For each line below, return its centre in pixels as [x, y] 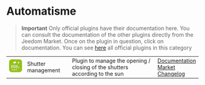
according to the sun [98, 73]
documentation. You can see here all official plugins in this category [106, 48]
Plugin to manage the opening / [111, 61]
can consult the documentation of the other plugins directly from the [107, 34]
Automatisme [41, 11]
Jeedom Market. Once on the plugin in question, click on [92, 41]
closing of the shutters [100, 67]
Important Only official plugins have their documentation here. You [106, 28]
